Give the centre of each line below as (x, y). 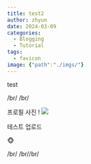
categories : (24, 33)
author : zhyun (27, 20)
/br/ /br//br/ (23, 154)
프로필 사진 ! (24, 112)
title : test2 (26, 13)
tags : (15, 52)
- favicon (27, 59)
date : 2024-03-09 (32, 26)
